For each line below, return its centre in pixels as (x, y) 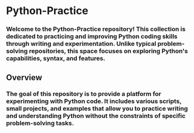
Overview (24, 77)
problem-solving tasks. (40, 123)
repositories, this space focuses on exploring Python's (108, 51)
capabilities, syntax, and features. (56, 59)
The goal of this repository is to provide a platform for (84, 94)
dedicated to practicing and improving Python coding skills (92, 36)
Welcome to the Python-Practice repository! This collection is (96, 29)
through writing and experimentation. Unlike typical (81, 44)
